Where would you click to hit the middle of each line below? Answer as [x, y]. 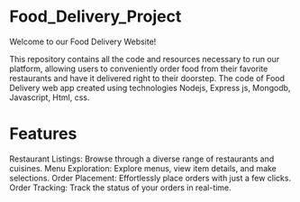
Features [43, 134]
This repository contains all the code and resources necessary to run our [145, 59]
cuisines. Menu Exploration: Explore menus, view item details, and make [143, 168]
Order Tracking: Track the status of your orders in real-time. [120, 188]
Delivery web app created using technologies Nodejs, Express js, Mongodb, [150, 87]
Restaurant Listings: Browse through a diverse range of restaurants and [142, 159]
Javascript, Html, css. [50, 97]
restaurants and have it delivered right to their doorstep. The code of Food [147, 78]
